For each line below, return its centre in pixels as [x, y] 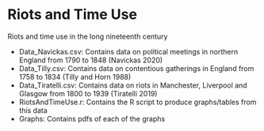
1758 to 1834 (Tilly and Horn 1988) [75, 77]
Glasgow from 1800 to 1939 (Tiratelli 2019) [88, 93]
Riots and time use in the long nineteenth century [88, 36]
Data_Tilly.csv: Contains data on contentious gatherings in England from [136, 68]
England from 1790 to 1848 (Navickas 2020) [91, 60]
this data [33, 110]
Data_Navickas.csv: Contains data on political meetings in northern [128, 51]
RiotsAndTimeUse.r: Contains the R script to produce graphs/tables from [138, 102]
